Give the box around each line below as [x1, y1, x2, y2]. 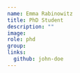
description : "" [7, 23, 54, 30]
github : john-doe [13, 56, 64, 63]
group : [7, 42, 26, 49]
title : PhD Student [7, 17, 64, 24]
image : [7, 29, 26, 37]
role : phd [7, 36, 36, 43]
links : [7, 49, 26, 56]
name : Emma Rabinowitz [7, 10, 73, 17]
